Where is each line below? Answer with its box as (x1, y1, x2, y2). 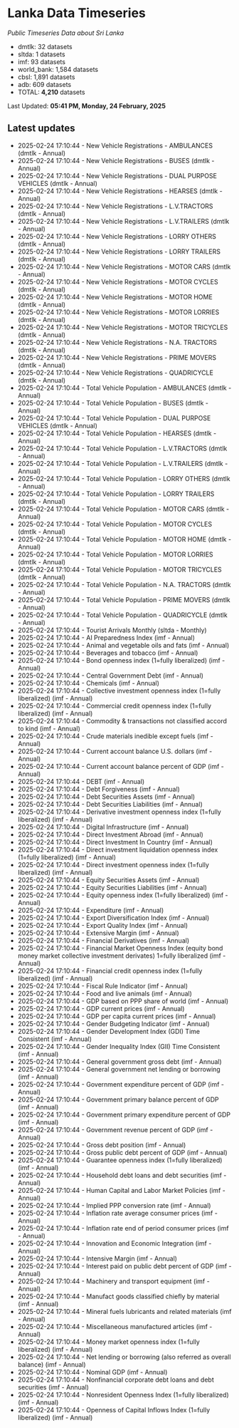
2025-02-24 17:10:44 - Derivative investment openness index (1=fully (17, 807, 222, 816)
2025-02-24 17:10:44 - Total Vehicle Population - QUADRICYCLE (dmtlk (17, 611, 228, 619)
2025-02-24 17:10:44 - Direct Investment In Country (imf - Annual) (17, 837, 213, 846)
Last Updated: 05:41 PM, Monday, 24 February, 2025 (7, 101, 166, 110)
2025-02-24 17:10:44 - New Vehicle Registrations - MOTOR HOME (17, 292, 213, 301)
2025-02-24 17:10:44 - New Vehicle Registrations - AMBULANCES (17, 141, 213, 150)
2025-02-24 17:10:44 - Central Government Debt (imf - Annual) (17, 671, 204, 680)
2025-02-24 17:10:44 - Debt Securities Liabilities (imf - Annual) (17, 800, 203, 808)
